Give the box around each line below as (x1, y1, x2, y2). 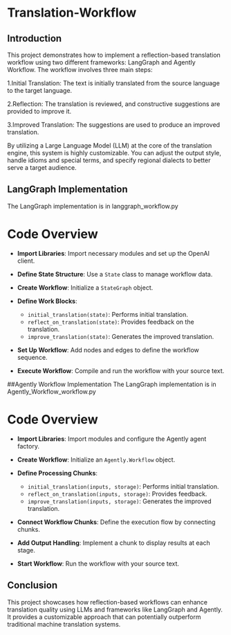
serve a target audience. (7, 164, 77, 171)
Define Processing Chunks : (17, 469, 98, 477)
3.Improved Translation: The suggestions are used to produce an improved (7, 121, 220, 129)
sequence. (17, 353, 48, 361)
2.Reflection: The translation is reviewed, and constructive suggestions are (7, 100, 221, 108)
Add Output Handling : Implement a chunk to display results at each (17, 539, 210, 547)
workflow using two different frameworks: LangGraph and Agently (7, 58, 196, 67)
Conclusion (7, 580, 58, 591)
